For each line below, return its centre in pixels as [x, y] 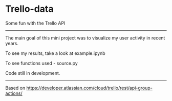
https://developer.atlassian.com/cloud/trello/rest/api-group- [89, 88]
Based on [15, 88]
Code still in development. [33, 73]
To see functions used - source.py [41, 63]
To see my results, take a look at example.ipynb [56, 53]
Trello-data [29, 9]
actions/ [14, 93]
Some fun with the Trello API [35, 23]
